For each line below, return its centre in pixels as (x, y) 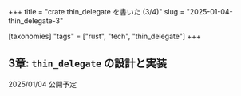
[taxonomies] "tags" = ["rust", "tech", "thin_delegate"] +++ (105, 36)
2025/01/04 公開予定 (43, 84)
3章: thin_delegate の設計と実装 (88, 64)
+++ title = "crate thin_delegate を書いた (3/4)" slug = (97, 12)
